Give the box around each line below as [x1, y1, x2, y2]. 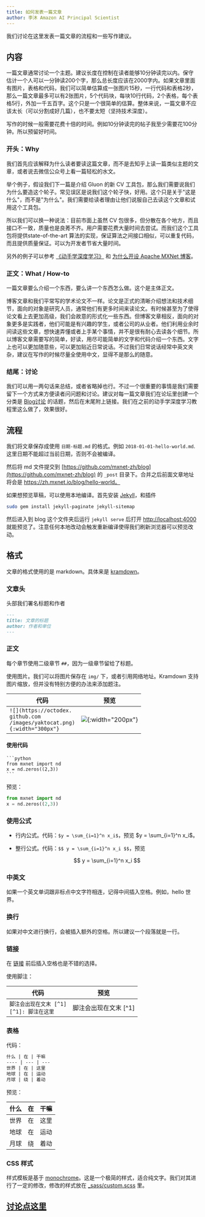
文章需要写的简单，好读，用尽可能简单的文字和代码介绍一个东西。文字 [22, 335, 199, 342]
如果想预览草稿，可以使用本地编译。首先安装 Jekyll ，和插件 [6, 492, 157, 499]
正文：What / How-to [6, 269, 70, 278]
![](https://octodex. [9, 707, 72, 714]
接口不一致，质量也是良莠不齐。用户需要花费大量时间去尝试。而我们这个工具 [6, 224, 199, 231]
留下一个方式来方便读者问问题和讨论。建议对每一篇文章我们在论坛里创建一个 [6, 390, 199, 398]
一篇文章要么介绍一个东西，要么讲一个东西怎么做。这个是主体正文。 [6, 284, 178, 291]
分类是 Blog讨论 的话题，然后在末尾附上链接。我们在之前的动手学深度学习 [6, 398, 192, 405]
